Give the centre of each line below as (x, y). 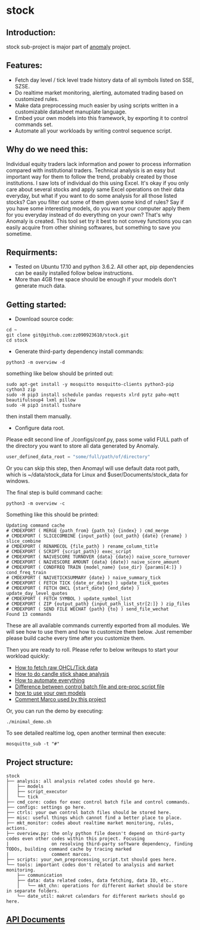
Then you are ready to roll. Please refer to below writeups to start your (92, 650)
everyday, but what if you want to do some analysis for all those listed (92, 195)
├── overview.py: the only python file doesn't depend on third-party (96, 833)
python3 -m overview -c (36, 504)
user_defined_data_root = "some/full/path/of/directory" (78, 457)
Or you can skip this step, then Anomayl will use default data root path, (93, 468)
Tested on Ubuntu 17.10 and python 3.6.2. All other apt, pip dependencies (104, 267)
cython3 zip (21, 390)
